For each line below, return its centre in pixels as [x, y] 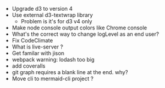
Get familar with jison [38, 53]
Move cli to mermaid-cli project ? [53, 78]
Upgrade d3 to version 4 [42, 9]
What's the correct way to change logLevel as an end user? [85, 34]
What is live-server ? [37, 47]
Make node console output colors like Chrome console [79, 28]
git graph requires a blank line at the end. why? [70, 72]
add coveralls [28, 66]
